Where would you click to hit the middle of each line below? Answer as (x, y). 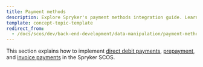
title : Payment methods (36, 12)
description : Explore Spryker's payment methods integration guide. (94, 17)
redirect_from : (25, 28)
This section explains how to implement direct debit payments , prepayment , (101, 51)
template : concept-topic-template (50, 23)
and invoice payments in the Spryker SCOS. (61, 57)
